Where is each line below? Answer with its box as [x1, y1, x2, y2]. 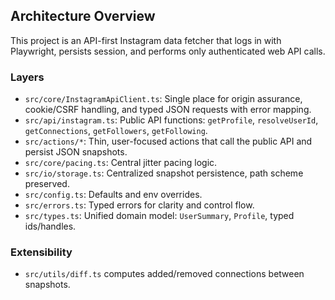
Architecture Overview [10, 8, 156, 25]
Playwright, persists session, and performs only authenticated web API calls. [10, 45, 326, 57]
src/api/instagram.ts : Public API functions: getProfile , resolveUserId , [24, 114, 319, 126]
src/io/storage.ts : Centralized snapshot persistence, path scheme [24, 167, 304, 179]
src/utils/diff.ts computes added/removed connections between [24, 268, 305, 280]
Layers [10, 70, 45, 84]
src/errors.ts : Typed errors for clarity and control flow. [24, 199, 255, 211]
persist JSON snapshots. [24, 146, 128, 158]
